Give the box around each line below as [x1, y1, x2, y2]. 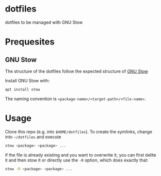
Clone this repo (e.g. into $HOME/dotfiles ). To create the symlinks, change [5, 129, 153, 134]
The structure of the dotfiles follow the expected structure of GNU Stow [5, 68, 148, 74]
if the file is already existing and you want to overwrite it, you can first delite [5, 152, 157, 158]
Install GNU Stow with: [5, 77, 50, 83]
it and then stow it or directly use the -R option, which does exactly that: [5, 157, 149, 163]
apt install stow [5, 87, 40, 92]
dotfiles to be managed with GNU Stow [5, 19, 83, 25]
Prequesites [5, 36, 55, 47]
